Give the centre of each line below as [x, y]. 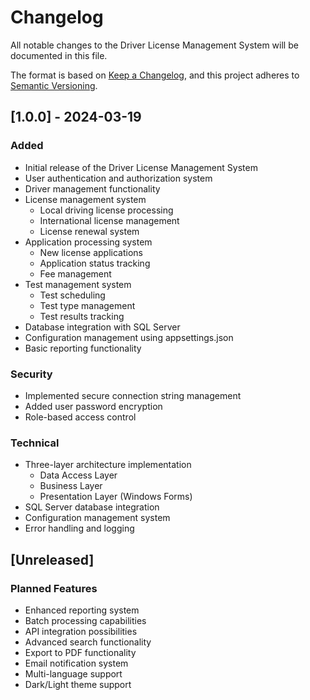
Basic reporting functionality [83, 348]
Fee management [75, 273]
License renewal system [89, 231]
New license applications [91, 252]
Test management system [78, 284]
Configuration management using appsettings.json [129, 337]
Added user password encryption [93, 406]
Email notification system [76, 663]
